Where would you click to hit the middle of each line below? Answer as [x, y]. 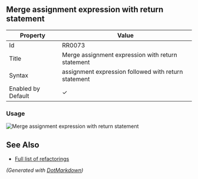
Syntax [19, 75]
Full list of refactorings [42, 158]
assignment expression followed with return [122, 72]
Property [33, 35]
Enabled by [24, 89]
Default [19, 96]
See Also [23, 145]
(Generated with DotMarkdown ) [45, 170]
